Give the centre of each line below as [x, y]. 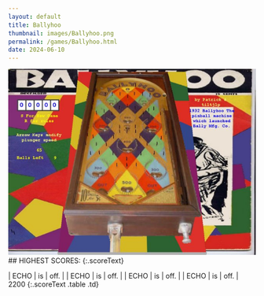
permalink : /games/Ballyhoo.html [63, 42]
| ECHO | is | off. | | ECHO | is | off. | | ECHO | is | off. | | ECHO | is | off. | [123, 276]
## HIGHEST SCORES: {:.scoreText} [66, 261]
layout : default [35, 17]
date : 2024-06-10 [37, 50]
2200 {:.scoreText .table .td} [54, 284]
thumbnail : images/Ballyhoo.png [61, 33]
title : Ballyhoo [35, 25]
